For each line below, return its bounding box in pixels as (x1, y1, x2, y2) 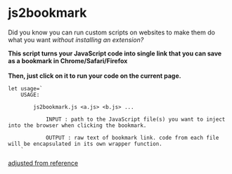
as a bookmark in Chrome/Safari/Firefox (8, 56, 128, 65)
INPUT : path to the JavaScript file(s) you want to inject (45, 116, 226, 123)
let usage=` (8, 85, 43, 92)
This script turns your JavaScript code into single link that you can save (8, 49, 222, 58)
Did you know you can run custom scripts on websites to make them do (8, 28, 215, 36)
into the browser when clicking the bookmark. (8, 121, 147, 129)
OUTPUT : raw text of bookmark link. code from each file (45, 134, 219, 141)
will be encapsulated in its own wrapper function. (8, 140, 162, 147)
